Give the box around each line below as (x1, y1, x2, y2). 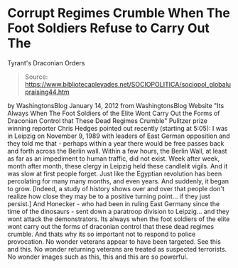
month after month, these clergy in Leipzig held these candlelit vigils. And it (7, 161, 228, 170)
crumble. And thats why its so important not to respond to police (7, 230, 196, 238)
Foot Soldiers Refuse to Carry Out (7, 20, 210, 36)
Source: (24, 73, 48, 81)
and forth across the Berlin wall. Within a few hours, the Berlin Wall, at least (7, 146, 227, 155)
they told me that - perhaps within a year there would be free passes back (7, 139, 225, 147)
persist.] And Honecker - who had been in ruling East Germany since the (7, 199, 220, 208)
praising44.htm (24, 87, 70, 96)
